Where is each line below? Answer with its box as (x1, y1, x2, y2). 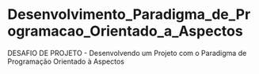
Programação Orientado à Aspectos (7, 57, 124, 66)
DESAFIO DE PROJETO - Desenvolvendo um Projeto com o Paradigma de (7, 48, 247, 57)
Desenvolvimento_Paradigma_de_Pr (7, 6, 251, 24)
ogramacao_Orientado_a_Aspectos (7, 22, 243, 40)
